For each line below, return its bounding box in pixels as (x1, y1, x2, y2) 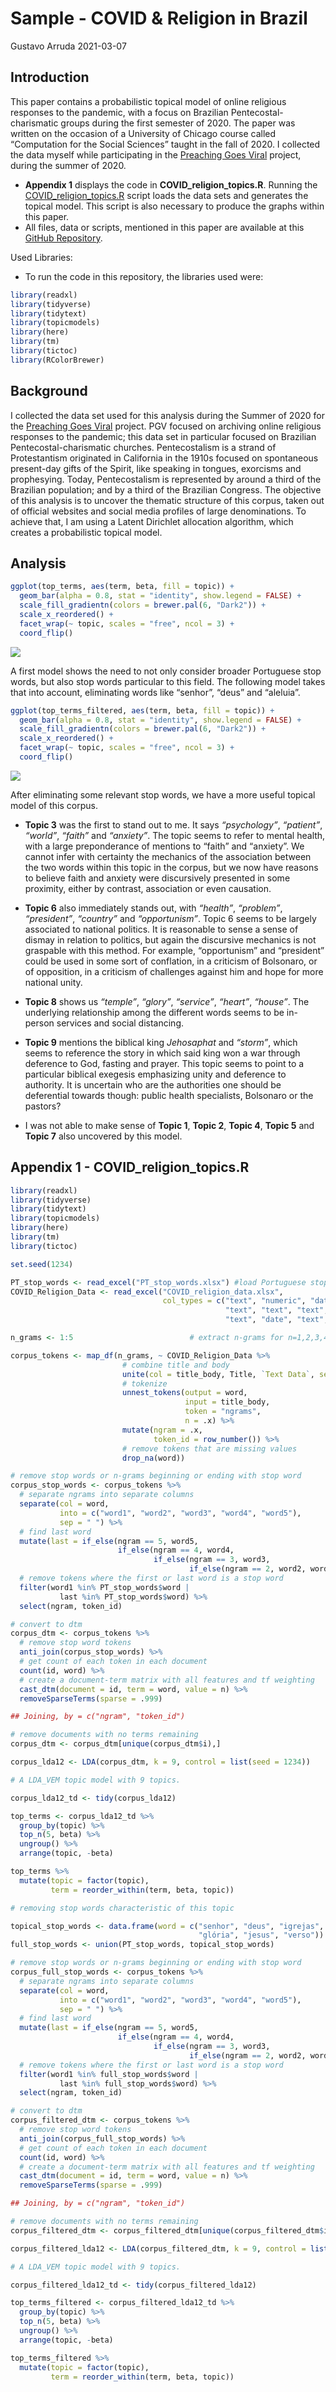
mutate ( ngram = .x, (121, 1425, 203, 1435)
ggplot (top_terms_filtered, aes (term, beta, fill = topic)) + (10, 705, 275, 716)
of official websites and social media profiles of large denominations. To (10, 505, 307, 517)
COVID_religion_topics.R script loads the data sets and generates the (24, 189, 309, 201)
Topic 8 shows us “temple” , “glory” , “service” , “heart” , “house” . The (24, 995, 310, 1007)
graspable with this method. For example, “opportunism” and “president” (24, 944, 325, 956)
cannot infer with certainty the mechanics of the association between (24, 850, 312, 862)
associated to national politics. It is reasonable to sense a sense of (24, 923, 299, 935)
